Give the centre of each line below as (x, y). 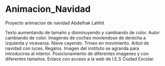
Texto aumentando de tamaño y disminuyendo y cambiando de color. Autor (82, 32)
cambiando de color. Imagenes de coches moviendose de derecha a (76, 38)
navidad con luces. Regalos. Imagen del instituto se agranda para (72, 48)
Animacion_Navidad (48, 9)
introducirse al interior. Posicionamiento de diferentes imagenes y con (77, 54)
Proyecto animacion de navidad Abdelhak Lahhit (55, 23)
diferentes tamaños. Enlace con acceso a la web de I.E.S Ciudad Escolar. (80, 59)
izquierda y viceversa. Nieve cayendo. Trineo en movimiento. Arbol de (77, 43)
